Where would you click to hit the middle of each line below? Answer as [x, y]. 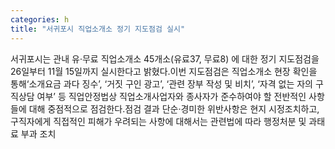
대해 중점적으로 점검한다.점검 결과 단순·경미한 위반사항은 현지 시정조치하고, [174, 108]
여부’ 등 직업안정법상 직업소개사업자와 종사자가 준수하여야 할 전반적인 [171, 96]
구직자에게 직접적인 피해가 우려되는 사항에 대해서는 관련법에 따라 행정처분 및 [158, 121]
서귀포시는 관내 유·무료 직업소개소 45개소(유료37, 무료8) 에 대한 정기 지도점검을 [165, 58]
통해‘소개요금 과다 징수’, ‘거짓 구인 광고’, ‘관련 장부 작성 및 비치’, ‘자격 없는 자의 [161, 83]
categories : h [40, 19]
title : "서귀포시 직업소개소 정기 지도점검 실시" [98, 29]
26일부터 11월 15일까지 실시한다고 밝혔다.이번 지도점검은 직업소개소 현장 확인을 [164, 71]
